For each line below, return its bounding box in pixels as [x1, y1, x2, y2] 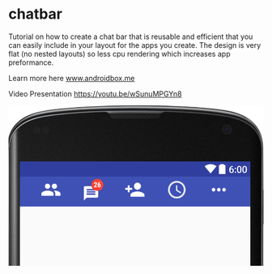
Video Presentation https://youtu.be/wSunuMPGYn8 [8, 88, 182, 98]
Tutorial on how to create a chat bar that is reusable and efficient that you [8, 32, 253, 41]
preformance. [8, 58, 54, 67]
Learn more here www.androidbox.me [8, 73, 135, 83]
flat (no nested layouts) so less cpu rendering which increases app [8, 49, 231, 58]
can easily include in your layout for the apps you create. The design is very [8, 40, 261, 49]
